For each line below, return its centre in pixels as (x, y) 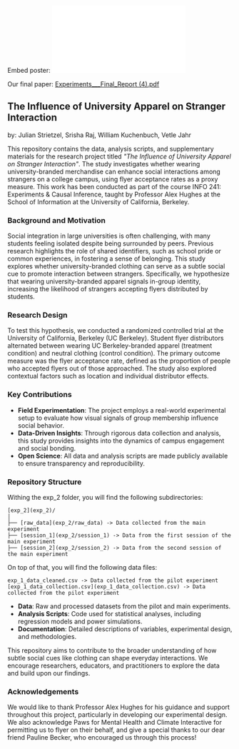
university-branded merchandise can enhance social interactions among (114, 171)
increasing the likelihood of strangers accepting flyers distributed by (108, 289)
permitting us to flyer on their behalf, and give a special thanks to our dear (116, 730)
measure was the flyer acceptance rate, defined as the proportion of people (119, 361)
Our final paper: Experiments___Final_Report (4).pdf (83, 84)
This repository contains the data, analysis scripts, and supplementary (111, 149)
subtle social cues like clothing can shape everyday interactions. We (108, 658)
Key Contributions (40, 395)
